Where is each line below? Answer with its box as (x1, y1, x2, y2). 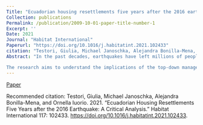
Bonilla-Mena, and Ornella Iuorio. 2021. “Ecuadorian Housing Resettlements (6, 99, 195, 106)
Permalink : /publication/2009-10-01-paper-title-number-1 (6, 20, 155, 26)
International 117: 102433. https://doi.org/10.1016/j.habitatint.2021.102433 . (6, 112, 188, 119)
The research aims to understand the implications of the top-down (6, 64, 180, 70)
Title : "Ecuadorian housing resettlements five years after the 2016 (6, 8, 185, 15)
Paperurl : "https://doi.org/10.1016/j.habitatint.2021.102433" (6, 43, 169, 49)
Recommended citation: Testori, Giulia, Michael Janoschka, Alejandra (6, 93, 179, 100)
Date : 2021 (6, 31, 34, 37)
